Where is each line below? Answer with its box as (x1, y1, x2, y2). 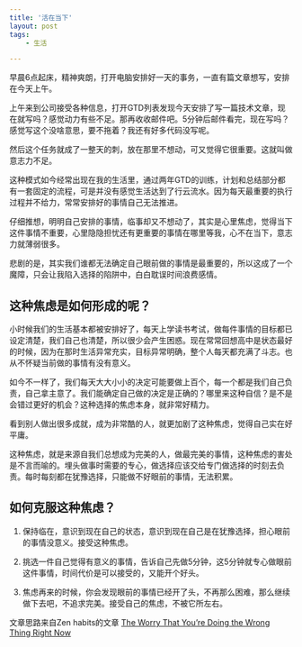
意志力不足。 (9, 155, 57, 167)
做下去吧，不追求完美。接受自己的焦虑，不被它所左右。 (22, 597, 227, 608)
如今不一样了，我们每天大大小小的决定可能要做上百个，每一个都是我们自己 (9, 377, 285, 387)
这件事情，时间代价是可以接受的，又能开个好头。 (22, 567, 204, 578)
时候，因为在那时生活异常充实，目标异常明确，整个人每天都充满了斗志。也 (16, 346, 293, 357)
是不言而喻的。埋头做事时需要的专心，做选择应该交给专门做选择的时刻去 (9, 460, 277, 471)
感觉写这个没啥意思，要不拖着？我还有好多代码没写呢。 (9, 125, 214, 136)
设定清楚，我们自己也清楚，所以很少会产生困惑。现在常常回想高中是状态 (9, 335, 277, 346)
